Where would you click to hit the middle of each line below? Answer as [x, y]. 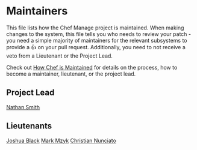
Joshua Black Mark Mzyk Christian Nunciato [61, 140]
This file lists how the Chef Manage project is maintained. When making [95, 28]
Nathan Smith [23, 107]
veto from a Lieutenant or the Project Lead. [60, 56]
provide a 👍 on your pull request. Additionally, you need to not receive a [96, 47]
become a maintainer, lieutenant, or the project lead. [71, 74]
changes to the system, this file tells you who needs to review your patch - [99, 34]
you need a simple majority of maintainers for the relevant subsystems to [97, 40]
